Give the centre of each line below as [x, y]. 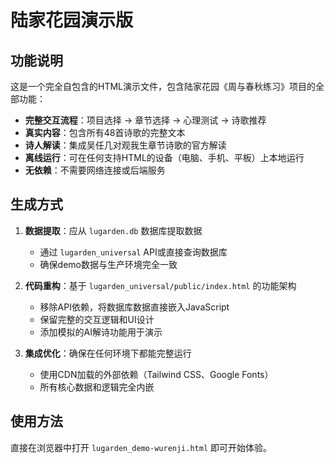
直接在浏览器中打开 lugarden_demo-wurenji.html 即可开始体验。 [141, 447]
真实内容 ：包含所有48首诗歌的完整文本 [105, 132]
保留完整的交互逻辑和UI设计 [97, 319]
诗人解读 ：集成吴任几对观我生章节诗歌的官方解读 [125, 145]
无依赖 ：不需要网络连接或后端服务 [95, 170]
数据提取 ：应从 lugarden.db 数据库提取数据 [113, 230]
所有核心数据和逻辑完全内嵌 [97, 387]
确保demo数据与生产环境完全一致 [108, 264]
